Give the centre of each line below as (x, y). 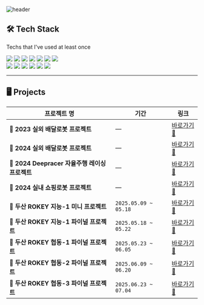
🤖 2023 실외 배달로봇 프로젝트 (51, 129)
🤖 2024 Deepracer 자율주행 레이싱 (58, 163)
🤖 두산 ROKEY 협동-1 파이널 (49, 242)
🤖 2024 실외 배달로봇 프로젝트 (51, 148)
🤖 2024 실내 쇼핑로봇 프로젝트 (51, 187)
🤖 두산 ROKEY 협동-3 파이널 (49, 283)
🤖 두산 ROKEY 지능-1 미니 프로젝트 (58, 207)
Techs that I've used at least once (49, 47)
